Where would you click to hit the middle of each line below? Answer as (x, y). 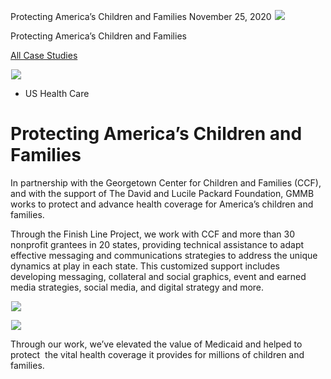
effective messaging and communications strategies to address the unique (164, 255)
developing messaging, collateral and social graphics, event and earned (158, 276)
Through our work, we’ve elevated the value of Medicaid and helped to (156, 344)
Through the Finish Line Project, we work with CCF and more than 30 (153, 234)
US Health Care (57, 93)
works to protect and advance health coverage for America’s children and (162, 204)
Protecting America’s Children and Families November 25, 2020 (141, 16)
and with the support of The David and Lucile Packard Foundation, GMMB (162, 193)
